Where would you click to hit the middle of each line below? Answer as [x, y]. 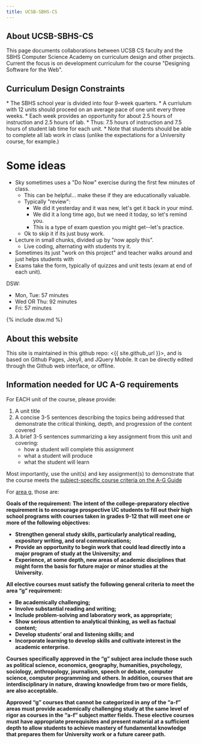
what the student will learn [57, 462]
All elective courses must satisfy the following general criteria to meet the [100, 584]
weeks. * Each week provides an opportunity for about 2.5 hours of [89, 116]
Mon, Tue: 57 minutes [42, 295]
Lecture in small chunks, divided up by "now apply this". [84, 240]
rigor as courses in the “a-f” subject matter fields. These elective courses [100, 715]
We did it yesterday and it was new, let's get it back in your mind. [113, 208]
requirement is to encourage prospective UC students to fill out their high [100, 509]
